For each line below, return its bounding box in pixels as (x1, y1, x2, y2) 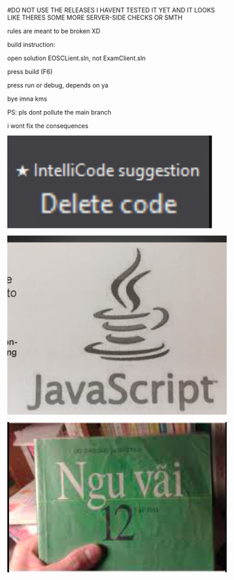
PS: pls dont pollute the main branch (7, 108, 111, 116)
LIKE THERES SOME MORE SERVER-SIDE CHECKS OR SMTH (7, 13, 183, 22)
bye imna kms (7, 94, 47, 103)
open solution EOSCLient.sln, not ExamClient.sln (7, 54, 146, 62)
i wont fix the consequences (7, 122, 88, 130)
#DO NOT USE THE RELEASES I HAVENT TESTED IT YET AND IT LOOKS (7, 6, 215, 14)
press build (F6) (7, 68, 53, 75)
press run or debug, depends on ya (7, 81, 109, 89)
